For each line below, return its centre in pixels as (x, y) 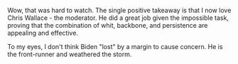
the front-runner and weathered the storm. (70, 54)
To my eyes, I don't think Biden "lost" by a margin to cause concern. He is (115, 47)
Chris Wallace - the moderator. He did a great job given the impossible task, (118, 18)
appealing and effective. (43, 33)
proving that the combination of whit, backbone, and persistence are (108, 25)
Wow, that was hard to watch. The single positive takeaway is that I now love (119, 10)
